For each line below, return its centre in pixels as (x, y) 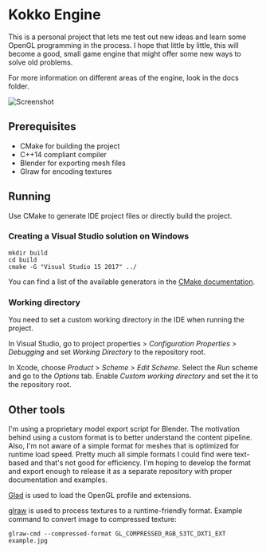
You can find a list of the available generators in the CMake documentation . (132, 282)
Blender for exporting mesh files (72, 163)
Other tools (37, 410)
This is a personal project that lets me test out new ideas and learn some (127, 37)
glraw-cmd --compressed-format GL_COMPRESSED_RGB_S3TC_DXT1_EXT (117, 533)
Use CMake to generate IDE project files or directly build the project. (120, 215)
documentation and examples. (58, 480)
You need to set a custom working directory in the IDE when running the (126, 320)
